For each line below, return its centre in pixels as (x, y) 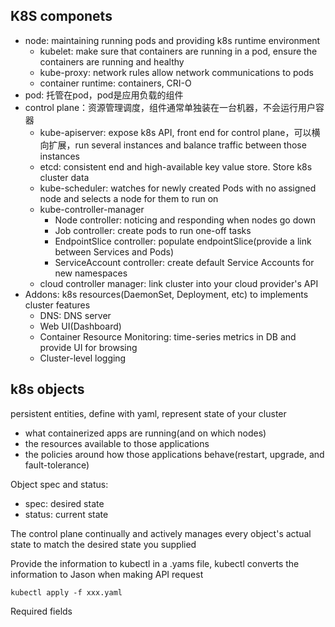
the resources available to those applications (117, 443)
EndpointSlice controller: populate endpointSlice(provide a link (183, 241)
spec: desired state (64, 503)
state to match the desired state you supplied (103, 544)
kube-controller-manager (92, 209)
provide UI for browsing (88, 347)
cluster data (64, 177)
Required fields (41, 611)
